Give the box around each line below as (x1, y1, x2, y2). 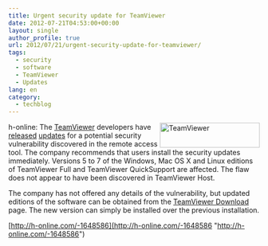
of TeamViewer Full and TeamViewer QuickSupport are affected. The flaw (8, 165, 250, 174)
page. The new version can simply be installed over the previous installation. (8, 205, 260, 215)
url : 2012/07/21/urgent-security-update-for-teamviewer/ (8, 41, 202, 49)
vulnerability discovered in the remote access (8, 139, 158, 149)
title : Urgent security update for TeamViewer (8, 11, 166, 20)
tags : (8, 49, 26, 57)
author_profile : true (8, 33, 81, 42)
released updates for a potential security (8, 131, 142, 140)
